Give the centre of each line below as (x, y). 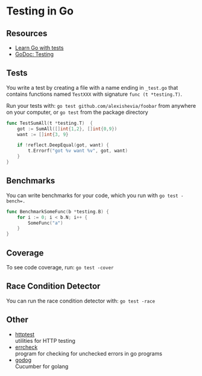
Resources (27, 33)
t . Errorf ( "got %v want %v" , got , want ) (78, 151)
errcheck (26, 347)
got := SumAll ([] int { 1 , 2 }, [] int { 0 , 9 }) (67, 129)
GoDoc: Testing (34, 54)
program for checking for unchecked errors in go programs (89, 353)
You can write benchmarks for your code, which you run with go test (92, 195)
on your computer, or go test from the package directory (77, 112)
